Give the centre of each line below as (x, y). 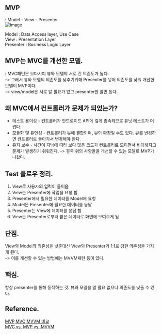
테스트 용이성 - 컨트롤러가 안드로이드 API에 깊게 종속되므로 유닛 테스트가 (80, 121)
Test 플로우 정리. (29, 174)
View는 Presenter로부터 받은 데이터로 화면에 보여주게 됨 (65, 217)
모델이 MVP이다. (21, 85)
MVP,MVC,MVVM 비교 (27, 321)
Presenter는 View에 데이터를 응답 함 (47, 211)
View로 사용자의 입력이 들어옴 (40, 186)
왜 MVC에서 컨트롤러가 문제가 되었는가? (61, 108)
